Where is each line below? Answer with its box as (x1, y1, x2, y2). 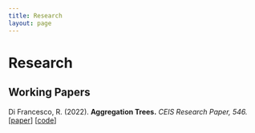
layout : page (8, 19, 52, 27)
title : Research (8, 11, 63, 20)
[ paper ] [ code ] (8, 115, 57, 125)
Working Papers (8, 86, 91, 99)
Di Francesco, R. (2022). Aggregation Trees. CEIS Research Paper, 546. (8, 107, 248, 116)
